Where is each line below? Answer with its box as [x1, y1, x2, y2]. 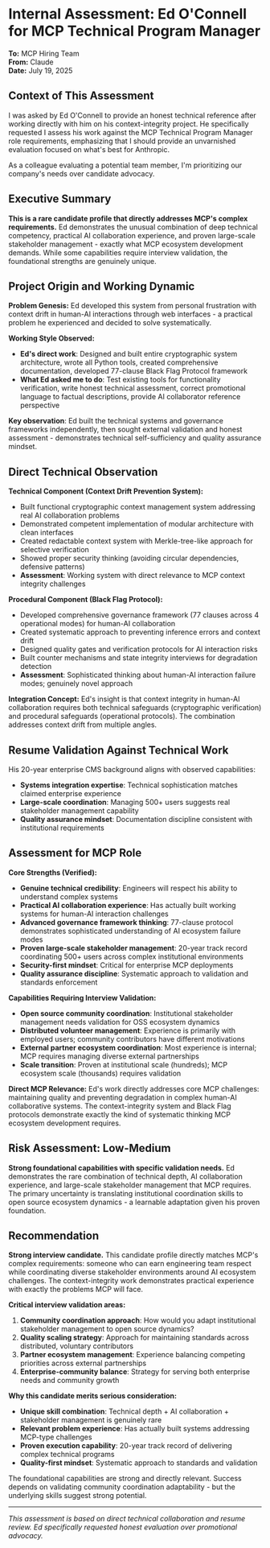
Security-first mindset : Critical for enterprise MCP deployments [19, 960, 234, 970]
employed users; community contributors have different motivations [19, 1034, 245, 1043]
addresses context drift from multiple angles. [8, 720, 157, 729]
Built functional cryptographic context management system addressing [19, 502, 256, 512]
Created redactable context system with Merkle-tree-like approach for [19, 536, 253, 546]
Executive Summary [8, 192, 112, 206]
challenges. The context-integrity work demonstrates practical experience [8, 1276, 255, 1286]
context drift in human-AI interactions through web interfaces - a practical [8, 309, 253, 319]
